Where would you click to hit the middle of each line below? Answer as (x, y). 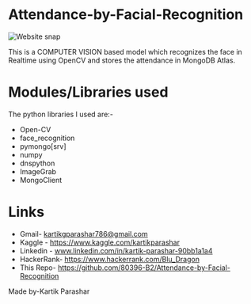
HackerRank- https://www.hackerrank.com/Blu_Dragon (110, 259)
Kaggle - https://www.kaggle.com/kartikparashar (100, 242)
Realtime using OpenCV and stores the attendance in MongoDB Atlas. (122, 60)
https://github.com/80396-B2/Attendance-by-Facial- (145, 268)
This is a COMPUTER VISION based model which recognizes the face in (125, 51)
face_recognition (47, 138)
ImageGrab (38, 171)
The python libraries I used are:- (61, 114)
